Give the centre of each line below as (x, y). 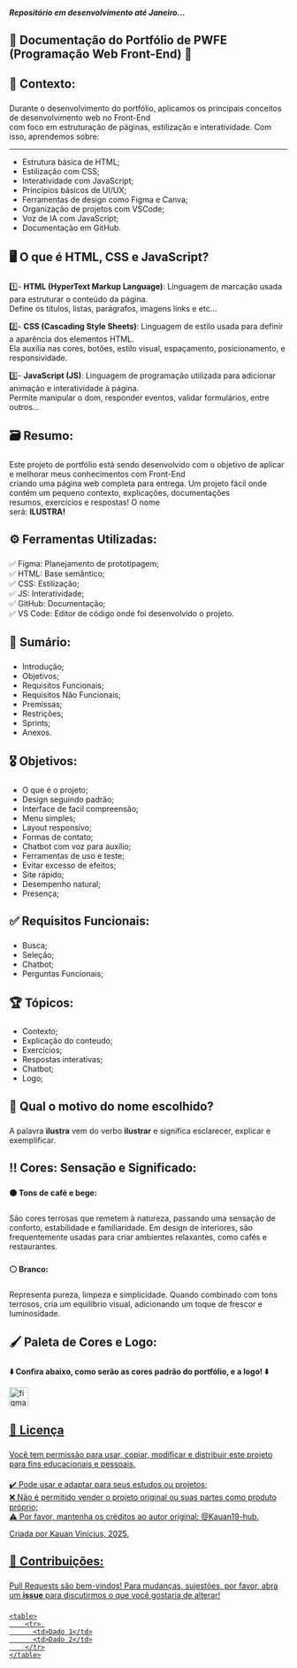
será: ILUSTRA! (38, 511)
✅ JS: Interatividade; (47, 594)
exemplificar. (32, 1140)
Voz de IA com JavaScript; (70, 219)
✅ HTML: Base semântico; (57, 574)
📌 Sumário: (40, 642)
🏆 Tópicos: (42, 1003)
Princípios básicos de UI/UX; (74, 190)
